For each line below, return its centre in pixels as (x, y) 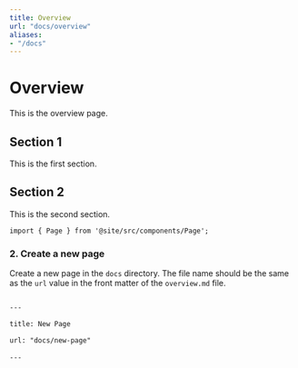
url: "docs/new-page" (50, 340)
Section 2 (37, 192)
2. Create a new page (57, 254)
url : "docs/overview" (50, 26)
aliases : (26, 35)
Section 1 (35, 142)
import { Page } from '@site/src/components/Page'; (109, 231)
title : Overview (40, 18)
